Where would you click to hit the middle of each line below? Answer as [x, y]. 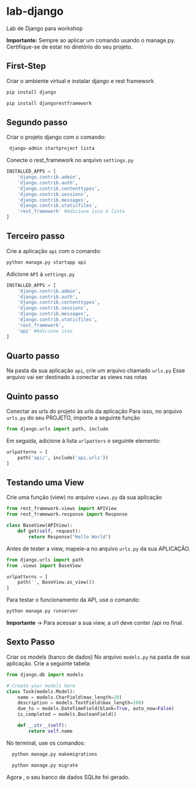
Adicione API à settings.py [41, 274]
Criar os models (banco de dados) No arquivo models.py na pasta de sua [98, 657]
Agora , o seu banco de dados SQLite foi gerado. [68, 777]
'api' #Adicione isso [45, 331]
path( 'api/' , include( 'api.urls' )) [63, 458]
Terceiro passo [36, 236]
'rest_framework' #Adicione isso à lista [71, 211]
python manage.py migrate [45, 765]
